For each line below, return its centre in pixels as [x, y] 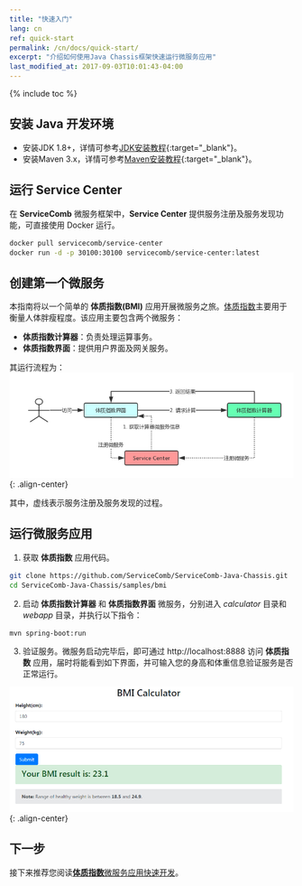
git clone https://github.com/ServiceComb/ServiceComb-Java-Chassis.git [149, 575]
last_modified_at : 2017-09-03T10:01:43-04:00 [96, 67]
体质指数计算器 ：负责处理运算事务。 [90, 337]
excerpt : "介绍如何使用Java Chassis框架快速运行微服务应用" [113, 57]
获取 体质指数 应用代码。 [68, 557]
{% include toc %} [44, 93]
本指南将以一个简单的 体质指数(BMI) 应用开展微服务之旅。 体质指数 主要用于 [148, 306]
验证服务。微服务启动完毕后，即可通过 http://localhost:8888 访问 [143, 651]
